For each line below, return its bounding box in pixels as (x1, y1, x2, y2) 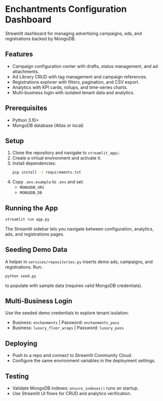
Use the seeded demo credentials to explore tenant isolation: (5, 310, 129, 316)
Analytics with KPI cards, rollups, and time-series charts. (12, 84, 128, 90)
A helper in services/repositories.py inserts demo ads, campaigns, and (5, 259, 153, 265)
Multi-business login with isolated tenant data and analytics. (12, 89, 135, 95)
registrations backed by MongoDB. (5, 36, 76, 42)
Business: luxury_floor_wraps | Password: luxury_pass (12, 325, 124, 331)
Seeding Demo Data (5, 245, 68, 254)
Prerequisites (5, 104, 47, 113)
